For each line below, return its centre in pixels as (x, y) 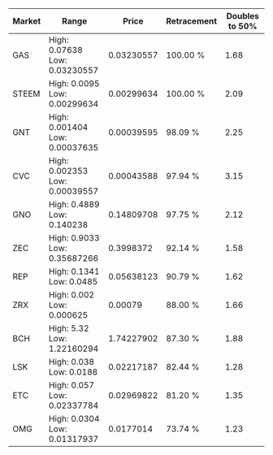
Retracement (192, 21)
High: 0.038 (71, 362)
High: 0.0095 (74, 83)
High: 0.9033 (74, 238)
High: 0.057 (71, 385)
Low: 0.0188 (73, 372)
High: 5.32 (69, 328)
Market (27, 21)
